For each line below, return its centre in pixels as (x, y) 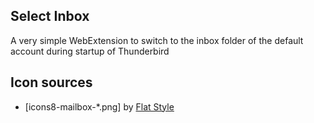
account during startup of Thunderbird (90, 51)
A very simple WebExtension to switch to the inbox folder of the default (157, 40)
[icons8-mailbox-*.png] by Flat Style (99, 106)
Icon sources (51, 82)
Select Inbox (50, 16)
